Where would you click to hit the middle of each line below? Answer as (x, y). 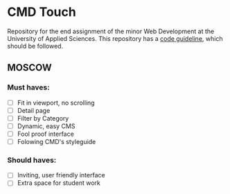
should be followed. (35, 46)
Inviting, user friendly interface (61, 175)
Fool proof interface (45, 134)
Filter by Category (43, 118)
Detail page (34, 110)
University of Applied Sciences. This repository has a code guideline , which (115, 38)
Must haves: (28, 87)
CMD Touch (42, 12)
